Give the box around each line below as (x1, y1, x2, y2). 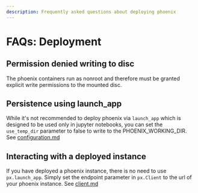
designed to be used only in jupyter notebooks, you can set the (6, 121, 163, 128)
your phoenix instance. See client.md (6, 180, 99, 188)
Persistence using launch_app (6, 99, 122, 109)
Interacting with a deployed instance (6, 151, 146, 162)
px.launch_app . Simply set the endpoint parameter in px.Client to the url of (6, 174, 193, 181)
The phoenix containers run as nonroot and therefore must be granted (6, 75, 181, 82)
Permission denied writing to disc (6, 59, 135, 69)
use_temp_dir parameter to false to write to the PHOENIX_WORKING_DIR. (6, 127, 187, 134)
